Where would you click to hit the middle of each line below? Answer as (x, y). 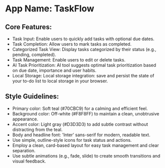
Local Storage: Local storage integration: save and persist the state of (83, 76)
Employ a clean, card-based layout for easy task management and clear (85, 145)
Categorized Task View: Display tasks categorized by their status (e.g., (84, 49)
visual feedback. (29, 161)
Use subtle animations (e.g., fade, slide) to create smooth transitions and (86, 156)
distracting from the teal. (37, 129)
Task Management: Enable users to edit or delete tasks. (69, 60)
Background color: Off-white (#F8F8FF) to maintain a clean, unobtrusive (86, 113)
